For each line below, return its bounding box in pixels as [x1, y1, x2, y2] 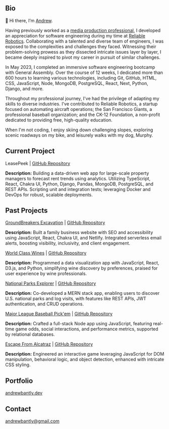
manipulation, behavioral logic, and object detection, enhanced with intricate [5, 357, 164, 363]
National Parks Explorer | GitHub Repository [5, 281, 96, 287]
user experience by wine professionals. [5, 270, 87, 277]
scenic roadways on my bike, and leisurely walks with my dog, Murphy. [5, 132, 153, 138]
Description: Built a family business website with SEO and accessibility [5, 229, 153, 236]
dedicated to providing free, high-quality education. [5, 116, 112, 123]
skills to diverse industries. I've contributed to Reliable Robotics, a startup [5, 101, 158, 107]
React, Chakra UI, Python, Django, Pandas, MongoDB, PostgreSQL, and [5, 181, 154, 187]
